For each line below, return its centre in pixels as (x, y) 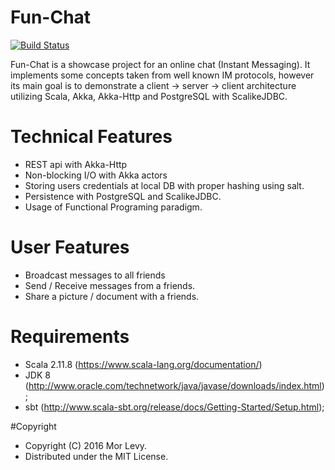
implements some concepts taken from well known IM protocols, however (162, 75)
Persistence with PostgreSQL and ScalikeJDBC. (123, 196)
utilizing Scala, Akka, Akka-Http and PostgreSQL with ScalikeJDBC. (149, 96)
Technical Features (91, 137)
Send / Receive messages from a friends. (110, 285)
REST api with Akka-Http (76, 164)
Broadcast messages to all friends (95, 275)
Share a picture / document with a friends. (112, 296)
